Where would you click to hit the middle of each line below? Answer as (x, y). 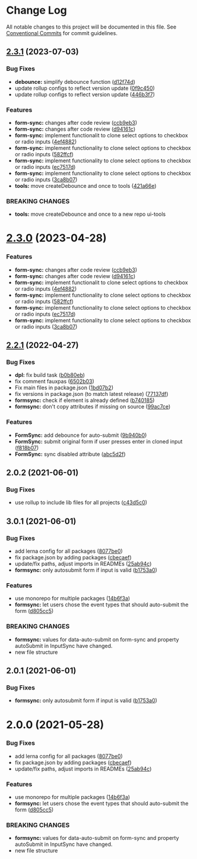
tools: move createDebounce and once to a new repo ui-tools (90, 214)
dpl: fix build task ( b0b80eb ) (50, 375)
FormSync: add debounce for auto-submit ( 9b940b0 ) (81, 435)
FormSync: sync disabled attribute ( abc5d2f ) (70, 454)
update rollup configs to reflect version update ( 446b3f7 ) (85, 94)
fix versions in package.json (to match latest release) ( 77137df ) (91, 394)
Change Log (36, 10)
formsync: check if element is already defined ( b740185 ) (85, 400)
